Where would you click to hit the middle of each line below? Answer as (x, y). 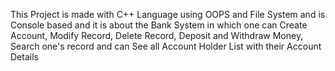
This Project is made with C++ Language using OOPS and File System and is (168, 14)
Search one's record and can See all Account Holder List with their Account (166, 46)
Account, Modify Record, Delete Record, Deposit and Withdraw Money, (157, 35)
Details (24, 57)
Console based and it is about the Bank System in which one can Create (159, 25)
